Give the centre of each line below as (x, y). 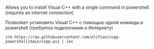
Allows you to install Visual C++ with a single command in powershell (77, 7)
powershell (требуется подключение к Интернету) (59, 28)
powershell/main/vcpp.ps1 (32, 41)
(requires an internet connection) (40, 13)
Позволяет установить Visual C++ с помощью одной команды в (74, 22)
